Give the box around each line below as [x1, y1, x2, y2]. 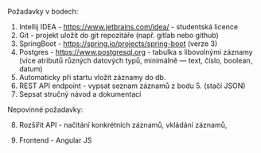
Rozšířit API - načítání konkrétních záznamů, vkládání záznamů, [18, 120, 228, 129]
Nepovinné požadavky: [7, 105, 84, 114]
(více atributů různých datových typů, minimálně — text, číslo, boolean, [18, 55, 253, 65]
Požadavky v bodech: [7, 7, 79, 16]
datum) [18, 64, 43, 74]
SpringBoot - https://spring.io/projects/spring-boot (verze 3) [18, 39, 218, 48]
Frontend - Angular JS [18, 136, 92, 145]
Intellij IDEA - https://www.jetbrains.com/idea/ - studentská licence [18, 22, 239, 31]
